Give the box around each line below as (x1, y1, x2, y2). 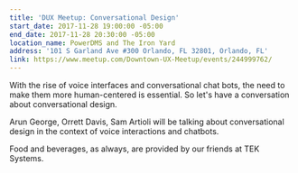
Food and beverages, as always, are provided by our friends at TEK (9, 143, 260, 154)
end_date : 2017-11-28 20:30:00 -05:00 (9, 30, 155, 39)
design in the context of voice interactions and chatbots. (9, 126, 219, 136)
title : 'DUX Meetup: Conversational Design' (9, 13, 180, 23)
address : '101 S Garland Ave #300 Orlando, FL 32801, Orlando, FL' (9, 47, 269, 56)
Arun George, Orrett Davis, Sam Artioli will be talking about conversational (9, 116, 284, 127)
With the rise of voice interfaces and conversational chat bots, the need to (9, 80, 285, 90)
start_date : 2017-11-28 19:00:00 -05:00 (9, 22, 164, 31)
